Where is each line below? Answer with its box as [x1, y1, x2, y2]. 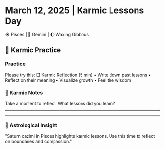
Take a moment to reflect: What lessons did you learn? [5, 100, 115, 106]
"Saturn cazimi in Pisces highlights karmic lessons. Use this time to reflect [5, 133, 155, 139]
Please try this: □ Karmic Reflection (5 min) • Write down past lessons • [5, 72, 151, 78]
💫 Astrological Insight [5, 122, 57, 129]
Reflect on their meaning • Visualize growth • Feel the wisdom [5, 77, 131, 83]
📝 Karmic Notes [5, 89, 43, 96]
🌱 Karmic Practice [5, 46, 61, 54]
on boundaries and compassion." [5, 138, 72, 145]
